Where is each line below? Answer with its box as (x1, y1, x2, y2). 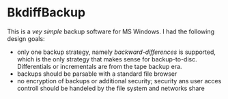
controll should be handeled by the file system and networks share (16, 84, 205, 92)
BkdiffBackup (7, 5, 86, 20)
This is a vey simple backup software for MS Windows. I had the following (7, 27, 215, 36)
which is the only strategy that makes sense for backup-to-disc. (16, 55, 197, 63)
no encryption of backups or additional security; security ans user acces (16, 76, 222, 85)
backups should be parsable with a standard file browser (16, 70, 177, 78)
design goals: (7, 34, 46, 42)
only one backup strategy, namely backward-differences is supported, (16, 48, 216, 56)
